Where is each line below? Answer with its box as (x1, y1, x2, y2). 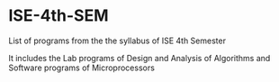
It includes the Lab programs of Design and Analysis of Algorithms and (8, 52, 271, 63)
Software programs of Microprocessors (8, 62, 155, 73)
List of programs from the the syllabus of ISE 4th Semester (8, 35, 227, 46)
